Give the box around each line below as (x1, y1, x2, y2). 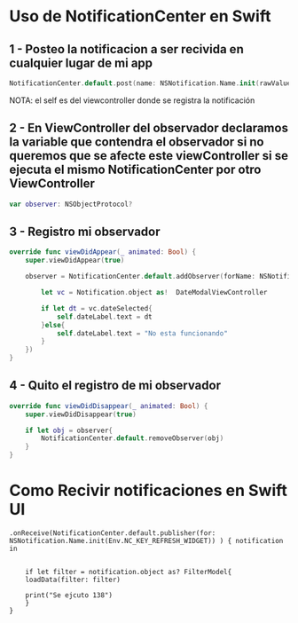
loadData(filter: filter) (25, 575, 122, 584)
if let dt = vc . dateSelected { (41, 304, 153, 312)
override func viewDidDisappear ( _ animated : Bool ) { (9, 401, 208, 410)
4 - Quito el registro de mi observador (9, 378, 222, 393)
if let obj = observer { (25, 426, 114, 435)
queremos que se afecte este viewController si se (9, 148, 288, 163)
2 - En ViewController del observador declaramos (9, 121, 288, 136)
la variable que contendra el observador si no (9, 135, 264, 150)
